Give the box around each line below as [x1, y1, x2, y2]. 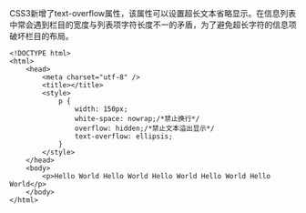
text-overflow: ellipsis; [74, 132, 173, 141]
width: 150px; [74, 105, 128, 114]
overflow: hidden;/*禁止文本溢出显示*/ [74, 124, 216, 133]
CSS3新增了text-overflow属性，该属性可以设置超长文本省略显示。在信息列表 [9, 8, 297, 18]
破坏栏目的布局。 [9, 31, 74, 41]
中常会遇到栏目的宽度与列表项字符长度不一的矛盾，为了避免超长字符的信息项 [9, 19, 297, 30]
